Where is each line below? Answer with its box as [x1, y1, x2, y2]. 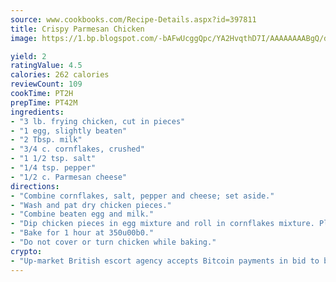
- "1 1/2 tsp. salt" [10, 154, 97, 164]
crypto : [10, 246, 43, 256]
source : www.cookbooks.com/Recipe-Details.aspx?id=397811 [10, 14, 257, 25]
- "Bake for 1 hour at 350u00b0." [10, 228, 155, 238]
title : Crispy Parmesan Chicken [10, 24, 145, 34]
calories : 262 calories [10, 70, 110, 80]
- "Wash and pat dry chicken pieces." [10, 200, 172, 210]
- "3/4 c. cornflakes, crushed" [10, 144, 145, 155]
